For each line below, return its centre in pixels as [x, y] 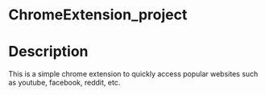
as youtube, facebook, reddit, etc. [64, 83]
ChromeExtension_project [98, 15]
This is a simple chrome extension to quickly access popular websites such [133, 74]
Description [48, 52]
